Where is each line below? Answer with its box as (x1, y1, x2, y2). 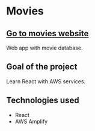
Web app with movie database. (6, 44, 83, 51)
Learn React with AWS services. (6, 77, 86, 85)
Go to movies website (6, 28, 89, 39)
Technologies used (6, 95, 79, 106)
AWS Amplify (14, 118, 48, 125)
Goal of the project (6, 62, 78, 72)
